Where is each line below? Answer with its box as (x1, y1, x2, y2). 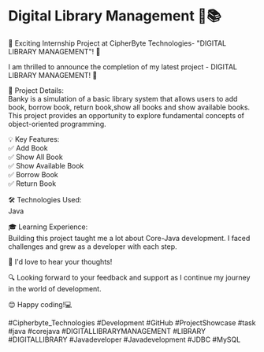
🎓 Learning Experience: (8, 222, 88, 232)
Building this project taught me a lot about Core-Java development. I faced (8, 233, 251, 243)
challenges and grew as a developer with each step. (8, 242, 177, 251)
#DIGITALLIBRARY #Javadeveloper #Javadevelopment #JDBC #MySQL (8, 335, 241, 344)
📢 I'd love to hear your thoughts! (8, 257, 113, 266)
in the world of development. (8, 283, 102, 293)
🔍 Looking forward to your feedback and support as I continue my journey (8, 272, 251, 282)
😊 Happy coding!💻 (8, 299, 73, 309)
